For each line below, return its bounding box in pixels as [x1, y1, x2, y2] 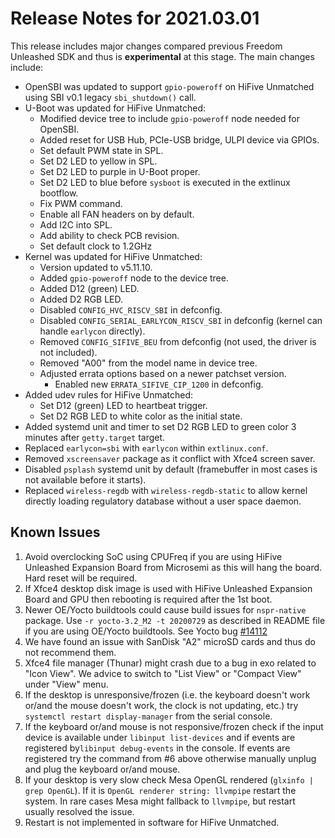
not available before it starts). [24, 473, 147, 486]
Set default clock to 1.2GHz [39, 240, 153, 252]
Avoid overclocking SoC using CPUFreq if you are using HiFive [24, 550, 283, 562]
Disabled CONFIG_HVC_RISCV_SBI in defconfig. [39, 303, 223, 316]
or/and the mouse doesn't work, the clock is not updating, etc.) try [24, 699, 299, 711]
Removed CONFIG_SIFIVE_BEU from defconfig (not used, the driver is [39, 335, 317, 347]
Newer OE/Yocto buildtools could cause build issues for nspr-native [24, 603, 307, 616]
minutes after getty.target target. [24, 431, 166, 443]
